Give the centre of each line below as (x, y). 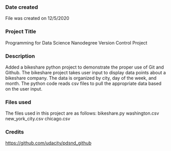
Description (20, 56)
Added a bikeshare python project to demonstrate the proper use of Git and (85, 67)
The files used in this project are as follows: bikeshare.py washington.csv (82, 113)
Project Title (21, 32)
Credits (15, 132)
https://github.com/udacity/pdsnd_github (48, 143)
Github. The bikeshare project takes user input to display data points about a (86, 72)
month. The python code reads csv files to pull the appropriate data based (83, 83)
